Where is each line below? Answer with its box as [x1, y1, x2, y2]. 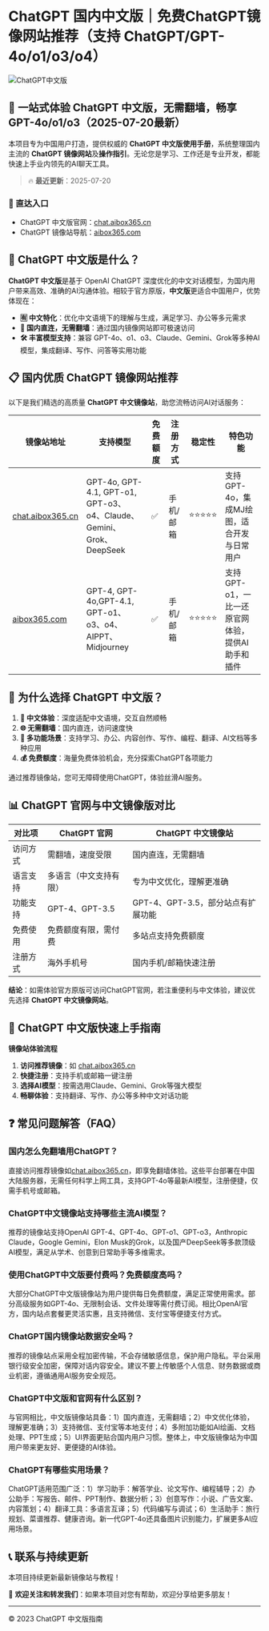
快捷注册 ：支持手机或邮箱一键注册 [19, 1071, 133, 1080]
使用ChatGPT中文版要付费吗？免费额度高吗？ [8, 1269, 184, 1280]
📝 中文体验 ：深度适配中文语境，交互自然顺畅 [19, 713, 167, 723]
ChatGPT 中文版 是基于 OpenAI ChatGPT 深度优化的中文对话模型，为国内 [8, 275, 248, 285]
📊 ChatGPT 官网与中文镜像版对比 [8, 798, 175, 812]
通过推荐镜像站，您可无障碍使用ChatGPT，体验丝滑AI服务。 [8, 773, 207, 783]
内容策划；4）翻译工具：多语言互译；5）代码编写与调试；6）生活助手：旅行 [8, 1504, 260, 1513]
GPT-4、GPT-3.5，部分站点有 [131, 897, 248, 908]
